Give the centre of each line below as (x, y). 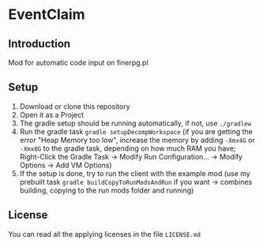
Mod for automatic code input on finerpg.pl (78, 62)
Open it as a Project (52, 114)
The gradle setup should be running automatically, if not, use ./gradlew (135, 123)
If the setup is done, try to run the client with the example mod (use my (135, 173)
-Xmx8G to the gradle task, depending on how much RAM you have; (128, 148)
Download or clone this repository (75, 106)
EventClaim (47, 15)
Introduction (39, 44)
